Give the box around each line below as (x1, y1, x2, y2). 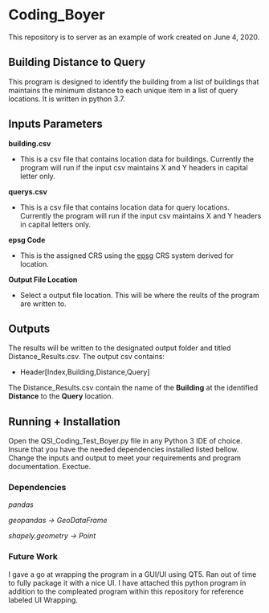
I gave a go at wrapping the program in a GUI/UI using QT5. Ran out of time (8, 569, 257, 579)
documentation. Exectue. (8, 462, 92, 472)
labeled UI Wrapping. (8, 595, 79, 604)
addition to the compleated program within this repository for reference (8, 586, 244, 596)
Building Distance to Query (8, 55, 146, 69)
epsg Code (8, 235, 46, 244)
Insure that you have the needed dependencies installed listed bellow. (8, 444, 239, 455)
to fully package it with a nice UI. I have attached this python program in (8, 578, 247, 587)
